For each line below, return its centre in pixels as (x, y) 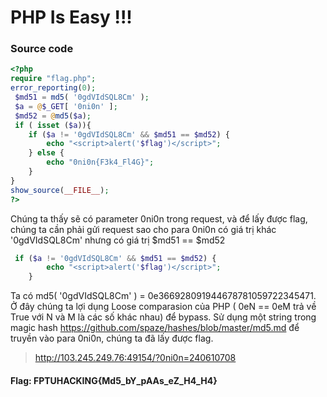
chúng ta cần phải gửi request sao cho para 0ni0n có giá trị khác (143, 229)
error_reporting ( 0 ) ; (53, 88)
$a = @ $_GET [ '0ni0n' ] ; (66, 106)
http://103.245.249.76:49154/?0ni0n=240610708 (135, 358)
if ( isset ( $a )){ (53, 125)
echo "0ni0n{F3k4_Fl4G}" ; (100, 162)
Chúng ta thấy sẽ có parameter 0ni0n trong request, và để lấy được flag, (159, 218)
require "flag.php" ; (53, 79)
